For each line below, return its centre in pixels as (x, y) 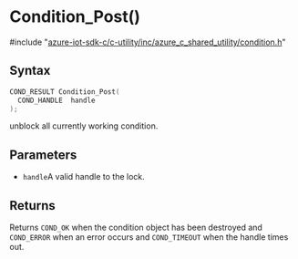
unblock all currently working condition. (84, 126)
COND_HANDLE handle (57, 100)
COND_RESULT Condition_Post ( (65, 92)
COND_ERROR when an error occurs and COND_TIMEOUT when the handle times (149, 237)
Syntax (30, 71)
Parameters (43, 155)
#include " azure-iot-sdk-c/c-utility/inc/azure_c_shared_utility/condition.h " (148, 42)
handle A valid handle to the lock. (84, 177)
